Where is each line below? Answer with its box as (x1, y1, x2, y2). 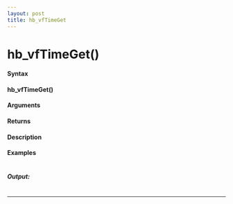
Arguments (7, 101, 41, 109)
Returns (7, 117, 31, 125)
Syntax (7, 70, 28, 78)
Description (7, 133, 42, 141)
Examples (7, 149, 37, 157)
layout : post (7, 10, 45, 17)
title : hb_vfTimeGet (7, 17, 67, 24)
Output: (7, 172, 31, 180)
